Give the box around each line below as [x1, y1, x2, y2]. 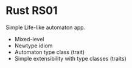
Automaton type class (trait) [14, 48, 85, 55]
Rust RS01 [5, 4, 58, 18]
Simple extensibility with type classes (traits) [14, 55, 127, 62]
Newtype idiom [14, 42, 53, 49]
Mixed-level [14, 35, 44, 42]
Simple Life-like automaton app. [5, 24, 86, 31]
